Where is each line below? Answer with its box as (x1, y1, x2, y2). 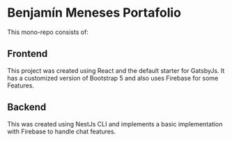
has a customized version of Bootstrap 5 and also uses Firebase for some (7, 74, 219, 82)
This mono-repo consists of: (7, 28, 89, 36)
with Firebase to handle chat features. (7, 127, 116, 135)
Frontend (7, 48, 48, 60)
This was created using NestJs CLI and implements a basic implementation (7, 119, 223, 128)
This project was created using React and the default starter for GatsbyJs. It (7, 66, 225, 74)
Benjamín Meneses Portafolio (7, 5, 181, 21)
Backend (7, 101, 47, 113)
